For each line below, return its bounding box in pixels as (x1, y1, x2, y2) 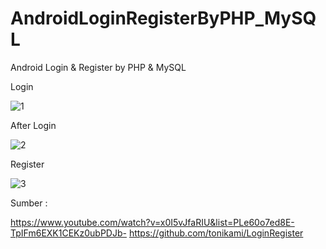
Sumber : (10, 197, 48, 209)
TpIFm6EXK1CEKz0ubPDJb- (10, 227, 127, 239)
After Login (10, 119, 57, 131)
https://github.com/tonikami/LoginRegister (128, 227, 304, 239)
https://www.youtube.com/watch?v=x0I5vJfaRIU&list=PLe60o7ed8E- (10, 216, 295, 228)
